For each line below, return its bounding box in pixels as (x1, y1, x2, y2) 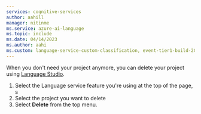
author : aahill (6, 14, 44, 20)
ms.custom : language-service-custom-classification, (6, 48, 141, 54)
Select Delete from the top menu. (14, 101, 98, 108)
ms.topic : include (6, 31, 52, 37)
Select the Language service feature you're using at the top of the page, (14, 82, 193, 89)
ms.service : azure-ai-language (6, 25, 84, 32)
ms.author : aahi (6, 42, 47, 48)
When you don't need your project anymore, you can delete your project (6, 64, 184, 71)
